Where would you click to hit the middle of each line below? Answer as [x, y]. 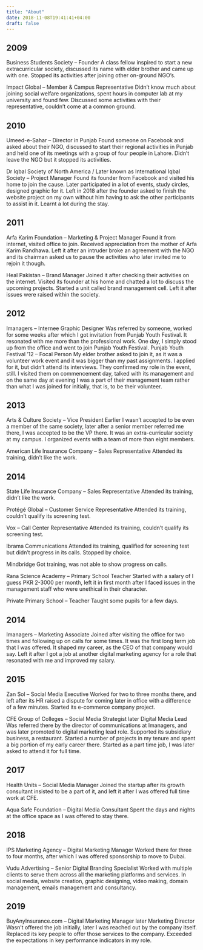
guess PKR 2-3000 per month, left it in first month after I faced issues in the [101, 583]
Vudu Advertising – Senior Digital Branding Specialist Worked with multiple [99, 868]
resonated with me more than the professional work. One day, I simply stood [101, 341]
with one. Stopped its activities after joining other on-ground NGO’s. [91, 75]
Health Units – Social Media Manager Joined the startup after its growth [95, 785]
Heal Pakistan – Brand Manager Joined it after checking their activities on [98, 275]
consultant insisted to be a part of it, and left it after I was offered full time [98, 791]
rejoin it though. [26, 263]
